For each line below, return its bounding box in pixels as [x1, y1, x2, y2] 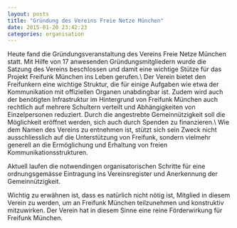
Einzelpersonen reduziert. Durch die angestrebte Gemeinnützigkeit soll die [7, 110, 226, 119]
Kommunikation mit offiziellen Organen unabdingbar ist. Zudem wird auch [7, 88, 223, 96]
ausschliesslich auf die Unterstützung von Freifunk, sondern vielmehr [7, 133, 211, 142]
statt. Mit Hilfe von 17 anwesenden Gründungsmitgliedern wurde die [7, 58, 206, 66]
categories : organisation [7, 30, 84, 38]
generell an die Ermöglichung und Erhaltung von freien [7, 140, 168, 150]
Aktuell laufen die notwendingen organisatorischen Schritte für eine [7, 162, 206, 171]
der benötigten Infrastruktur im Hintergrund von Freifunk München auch [7, 95, 218, 104]
